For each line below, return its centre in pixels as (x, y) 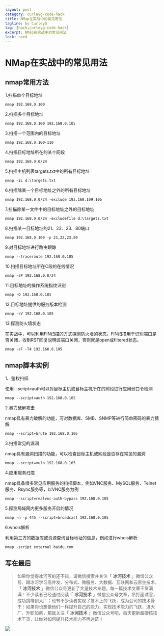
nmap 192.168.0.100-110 (29, 142)
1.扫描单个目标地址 (24, 95)
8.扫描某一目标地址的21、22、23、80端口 (47, 228)
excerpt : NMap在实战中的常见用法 (36, 32)
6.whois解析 (17, 527)
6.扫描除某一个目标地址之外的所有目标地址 (48, 190)
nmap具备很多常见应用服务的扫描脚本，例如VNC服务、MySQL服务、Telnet (81, 483)
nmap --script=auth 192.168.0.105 (41, 398)
